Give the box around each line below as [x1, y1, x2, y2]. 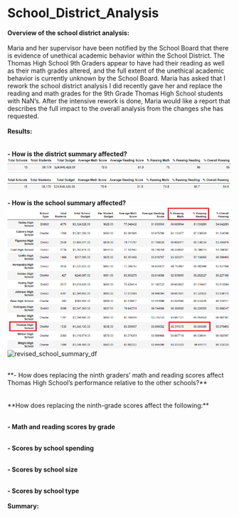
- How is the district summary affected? [7, 150, 128, 158]
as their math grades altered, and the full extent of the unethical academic [7, 66, 225, 75]
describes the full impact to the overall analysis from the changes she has [7, 104, 224, 113]
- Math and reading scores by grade [7, 422, 116, 432]
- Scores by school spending [7, 444, 95, 453]
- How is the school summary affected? [7, 199, 127, 207]
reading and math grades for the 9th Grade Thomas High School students [7, 89, 223, 98]
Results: [7, 127, 33, 135]
